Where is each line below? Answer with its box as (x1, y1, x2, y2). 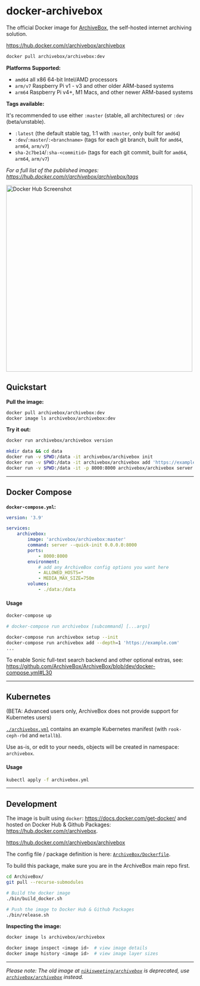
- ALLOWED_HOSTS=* (37, 569, 84, 576)
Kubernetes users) (6, 714, 52, 721)
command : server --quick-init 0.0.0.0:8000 (27, 542, 137, 548)
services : (6, 525, 31, 531)
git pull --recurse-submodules (6, 880, 84, 886)
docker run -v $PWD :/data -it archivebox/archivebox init (6, 454, 153, 460)
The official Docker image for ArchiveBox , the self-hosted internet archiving (6, 24, 192, 31)
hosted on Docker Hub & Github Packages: (6, 821, 111, 828)
